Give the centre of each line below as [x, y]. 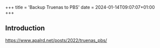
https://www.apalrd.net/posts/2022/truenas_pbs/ [56, 40]
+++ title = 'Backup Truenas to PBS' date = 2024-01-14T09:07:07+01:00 [80, 7]
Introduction [25, 28]
